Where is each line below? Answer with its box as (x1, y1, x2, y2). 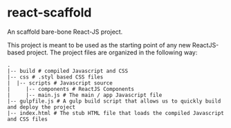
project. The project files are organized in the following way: (26, 48, 198, 56)
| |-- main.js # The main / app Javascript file (7, 92, 163, 98)
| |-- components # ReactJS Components (7, 85, 135, 92)
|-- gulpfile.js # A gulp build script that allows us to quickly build (7, 98, 221, 105)
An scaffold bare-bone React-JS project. (7, 28, 123, 36)
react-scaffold (7, 5, 92, 21)
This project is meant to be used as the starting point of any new (7, 41, 192, 49)
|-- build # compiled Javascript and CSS (7, 67, 129, 74)
